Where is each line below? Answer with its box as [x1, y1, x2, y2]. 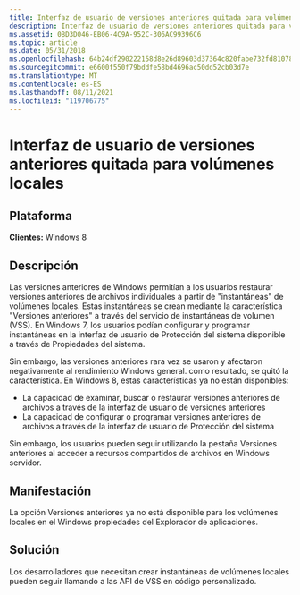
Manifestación [9, 483, 92, 498]
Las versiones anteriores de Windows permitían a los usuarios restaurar [9, 282, 274, 293]
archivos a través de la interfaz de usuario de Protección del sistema [21, 421, 275, 432]
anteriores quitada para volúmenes [9, 154, 275, 174]
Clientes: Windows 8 [9, 232, 87, 242]
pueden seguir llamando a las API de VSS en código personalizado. [9, 575, 257, 586]
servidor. [9, 457, 42, 468]
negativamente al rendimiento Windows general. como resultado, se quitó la [9, 366, 289, 377]
